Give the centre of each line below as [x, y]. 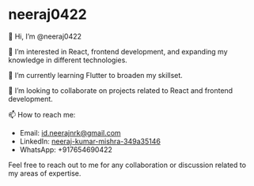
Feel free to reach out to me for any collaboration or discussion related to [127, 165]
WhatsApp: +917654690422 [66, 149]
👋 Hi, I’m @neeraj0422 [45, 36]
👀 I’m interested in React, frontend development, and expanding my [118, 51]
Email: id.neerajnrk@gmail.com [70, 132]
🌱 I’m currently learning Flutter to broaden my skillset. [96, 75]
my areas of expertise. [45, 173]
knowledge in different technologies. [68, 60]
